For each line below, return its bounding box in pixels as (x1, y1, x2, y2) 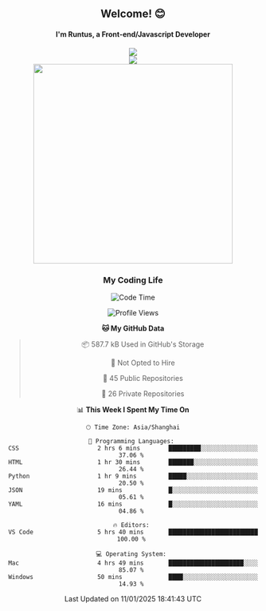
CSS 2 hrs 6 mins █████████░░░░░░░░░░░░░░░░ (8, 444, 258, 452)
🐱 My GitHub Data (101, 323, 165, 333)
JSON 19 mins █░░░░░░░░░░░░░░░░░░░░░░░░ (8, 486, 258, 494)
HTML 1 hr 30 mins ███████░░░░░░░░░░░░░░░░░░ (8, 458, 258, 466)
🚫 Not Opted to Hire (110, 358, 176, 367)
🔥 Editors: (112, 521, 150, 529)
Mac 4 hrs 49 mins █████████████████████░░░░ (8, 559, 258, 567)
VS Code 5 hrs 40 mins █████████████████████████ (8, 528, 258, 536)
